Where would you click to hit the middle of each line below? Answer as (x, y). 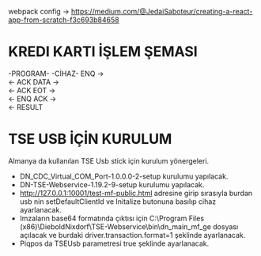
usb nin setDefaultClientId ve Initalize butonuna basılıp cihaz (118, 201)
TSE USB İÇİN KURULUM (90, 139)
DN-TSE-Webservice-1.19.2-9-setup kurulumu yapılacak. (112, 184)
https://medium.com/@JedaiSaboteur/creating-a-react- (162, 11)
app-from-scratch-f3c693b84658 (64, 20)
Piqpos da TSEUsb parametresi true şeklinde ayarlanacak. (114, 243)
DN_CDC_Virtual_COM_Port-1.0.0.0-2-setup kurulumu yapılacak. (124, 176)
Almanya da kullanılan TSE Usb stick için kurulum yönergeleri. (109, 160)
